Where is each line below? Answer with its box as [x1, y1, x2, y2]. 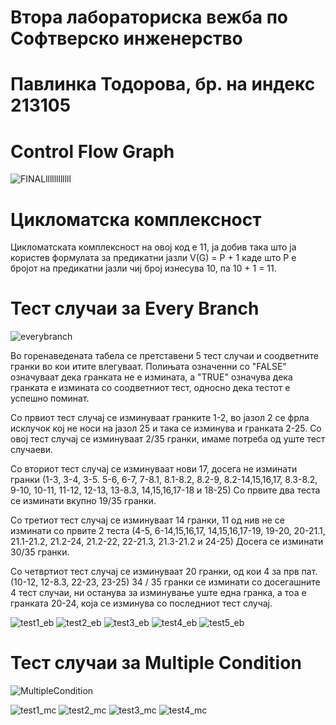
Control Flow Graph [10, 140, 175, 163]
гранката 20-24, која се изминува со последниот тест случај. [10, 597, 273, 610]
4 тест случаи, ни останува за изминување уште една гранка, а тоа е [10, 587, 307, 599]
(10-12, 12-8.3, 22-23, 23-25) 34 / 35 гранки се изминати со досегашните [10, 576, 321, 588]
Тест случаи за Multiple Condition [10, 652, 302, 675]
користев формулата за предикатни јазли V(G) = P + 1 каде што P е [10, 252, 297, 264]
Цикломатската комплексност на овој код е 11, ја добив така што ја [10, 241, 297, 253]
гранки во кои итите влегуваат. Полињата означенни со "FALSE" [10, 361, 287, 373]
